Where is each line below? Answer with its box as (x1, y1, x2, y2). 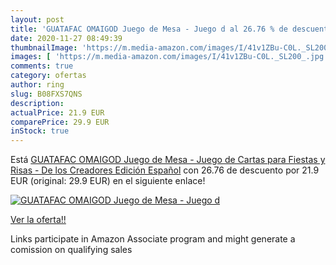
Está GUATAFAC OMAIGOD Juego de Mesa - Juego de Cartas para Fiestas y (10, 154, 326, 166)
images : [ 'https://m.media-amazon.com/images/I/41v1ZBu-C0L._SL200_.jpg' (10, 52, 329, 62)
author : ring (10, 80, 65, 90)
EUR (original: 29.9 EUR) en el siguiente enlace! (10, 175, 206, 187)
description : (10, 98, 65, 108)
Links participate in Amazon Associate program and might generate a (10, 233, 296, 245)
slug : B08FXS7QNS (10, 89, 83, 99)
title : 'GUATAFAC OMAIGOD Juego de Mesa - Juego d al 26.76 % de (10, 24, 288, 34)
